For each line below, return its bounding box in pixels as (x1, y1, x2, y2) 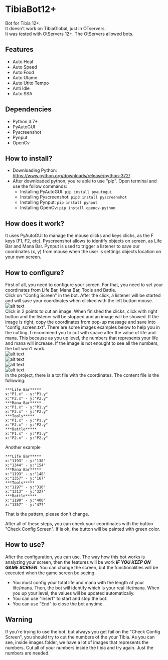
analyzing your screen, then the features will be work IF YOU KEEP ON (5, 559, 151, 565)
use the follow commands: (12, 183, 68, 189)
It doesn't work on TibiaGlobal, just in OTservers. (5, 25, 106, 31)
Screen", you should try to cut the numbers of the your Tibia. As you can (5, 634, 155, 640)
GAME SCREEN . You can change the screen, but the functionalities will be (5, 564, 158, 570)
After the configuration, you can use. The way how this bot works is (5, 554, 145, 560)
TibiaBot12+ (5, 4, 57, 15)
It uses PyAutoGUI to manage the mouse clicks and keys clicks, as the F (5, 233, 154, 239)
